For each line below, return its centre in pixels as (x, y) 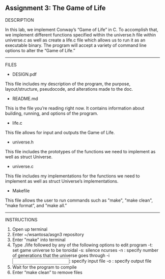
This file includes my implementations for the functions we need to (72, 176)
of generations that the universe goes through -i (61, 255)
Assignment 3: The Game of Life (55, 8)
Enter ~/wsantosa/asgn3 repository (48, 234)
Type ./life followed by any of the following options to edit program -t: (82, 245)
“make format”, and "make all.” (36, 205)
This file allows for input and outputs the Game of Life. (60, 132)
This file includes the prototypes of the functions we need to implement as (80, 151)
